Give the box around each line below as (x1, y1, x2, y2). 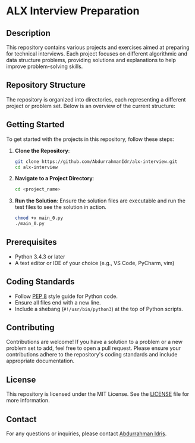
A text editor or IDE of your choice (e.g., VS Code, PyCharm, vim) (14, 259, 175, 266)
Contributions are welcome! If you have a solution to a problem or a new (6, 339, 183, 346)
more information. (6, 397, 50, 404)
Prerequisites (6, 237, 57, 247)
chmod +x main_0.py (14, 215, 64, 221)
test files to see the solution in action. (14, 204, 107, 211)
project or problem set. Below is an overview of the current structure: (6, 102, 175, 109)
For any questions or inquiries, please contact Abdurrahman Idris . (6, 430, 167, 437)
